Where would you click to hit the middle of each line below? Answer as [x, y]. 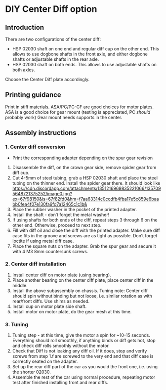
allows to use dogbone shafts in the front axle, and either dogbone [80, 54]
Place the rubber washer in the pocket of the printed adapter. [75, 209]
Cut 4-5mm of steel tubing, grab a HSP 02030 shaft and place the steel [85, 178]
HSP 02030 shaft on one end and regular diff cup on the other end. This [85, 49]
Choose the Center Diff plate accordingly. [47, 79]
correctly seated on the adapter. [45, 361]
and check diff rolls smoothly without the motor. [61, 346]
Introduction [25, 27]
